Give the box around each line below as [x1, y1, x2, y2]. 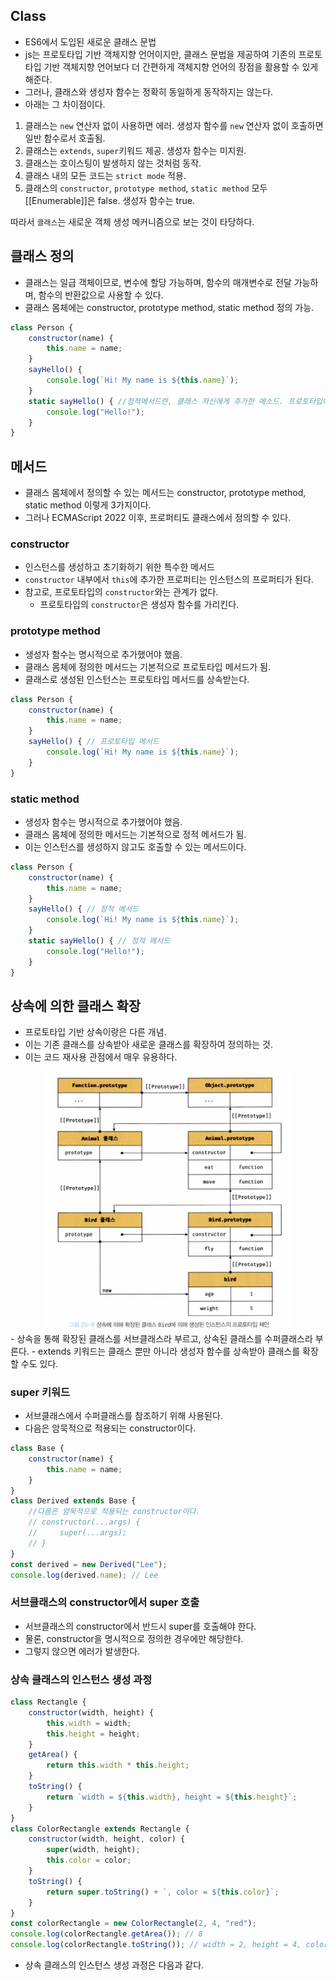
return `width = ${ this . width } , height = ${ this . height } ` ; [46, 1792, 298, 1802]
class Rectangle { [10, 1697, 87, 1708]
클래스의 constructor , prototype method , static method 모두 [24, 182, 268, 194]
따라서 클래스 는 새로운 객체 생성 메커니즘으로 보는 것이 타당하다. [10, 215, 255, 228]
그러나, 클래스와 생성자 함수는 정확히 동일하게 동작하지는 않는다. [24, 85, 274, 98]
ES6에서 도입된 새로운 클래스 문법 [24, 35, 157, 48]
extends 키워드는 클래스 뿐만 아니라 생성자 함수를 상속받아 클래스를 [38, 1345, 301, 1357]
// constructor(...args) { [28, 1517, 141, 1528]
